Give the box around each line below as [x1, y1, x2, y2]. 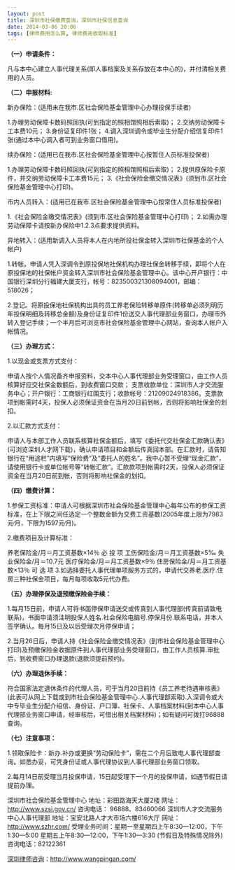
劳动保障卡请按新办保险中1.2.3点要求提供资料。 [7, 221, 143, 230]
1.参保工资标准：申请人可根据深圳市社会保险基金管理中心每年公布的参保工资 [7, 501, 226, 510]
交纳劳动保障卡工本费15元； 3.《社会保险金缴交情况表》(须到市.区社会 [25, 174, 227, 183]
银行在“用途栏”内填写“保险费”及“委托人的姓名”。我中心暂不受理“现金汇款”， [7, 454, 225, 463]
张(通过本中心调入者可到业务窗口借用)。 [7, 136, 122, 144]
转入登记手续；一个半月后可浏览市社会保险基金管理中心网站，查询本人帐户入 [7, 318, 228, 327]
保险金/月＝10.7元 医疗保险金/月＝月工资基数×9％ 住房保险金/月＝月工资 [13, 557, 220, 566]
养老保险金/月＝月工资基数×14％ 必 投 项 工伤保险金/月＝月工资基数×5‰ [7, 549, 217, 557]
